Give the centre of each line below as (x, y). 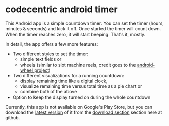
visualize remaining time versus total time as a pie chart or (81, 86)
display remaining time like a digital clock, (64, 81)
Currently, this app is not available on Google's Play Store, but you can (79, 107)
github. (13, 117)
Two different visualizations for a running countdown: (68, 75)
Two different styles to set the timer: (50, 54)
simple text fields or (41, 59)
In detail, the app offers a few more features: (52, 44)
